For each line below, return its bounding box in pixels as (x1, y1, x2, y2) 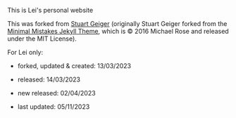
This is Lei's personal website (7, 6, 94, 14)
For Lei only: (7, 48, 44, 56)
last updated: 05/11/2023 (17, 103, 90, 111)
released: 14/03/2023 (17, 75, 81, 84)
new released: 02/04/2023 (17, 89, 97, 97)
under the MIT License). (7, 34, 77, 43)
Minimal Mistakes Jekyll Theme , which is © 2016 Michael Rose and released (7, 27, 229, 35)
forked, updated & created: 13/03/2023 (17, 62, 132, 70)
